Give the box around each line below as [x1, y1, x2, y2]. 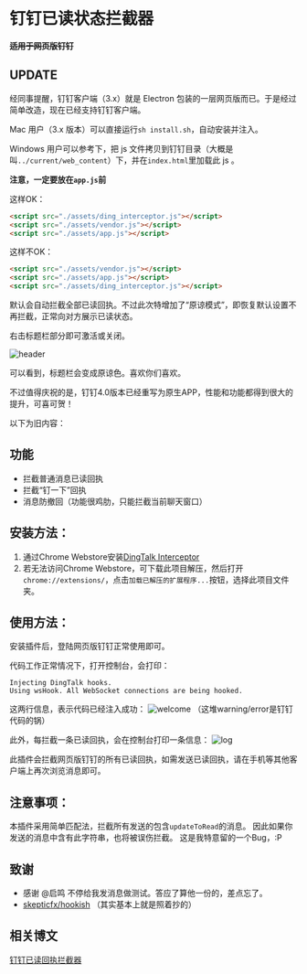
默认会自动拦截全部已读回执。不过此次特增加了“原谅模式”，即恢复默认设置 [9, 299, 290, 310]
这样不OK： [9, 246, 54, 257]
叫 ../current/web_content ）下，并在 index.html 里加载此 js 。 [9, 155, 239, 166]
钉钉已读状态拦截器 [9, 8, 154, 29]
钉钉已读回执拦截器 [9, 954, 82, 965]
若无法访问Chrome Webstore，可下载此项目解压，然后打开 [22, 562, 244, 573]
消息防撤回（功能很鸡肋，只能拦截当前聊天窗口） [22, 496, 207, 507]
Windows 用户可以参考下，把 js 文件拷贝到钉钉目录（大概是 [9, 143, 234, 154]
